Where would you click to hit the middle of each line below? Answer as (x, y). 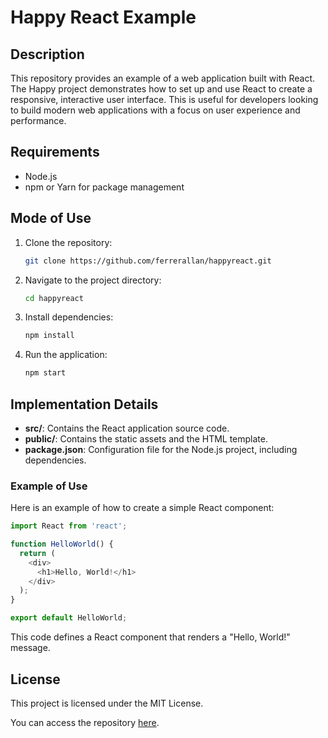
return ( (37, 553)
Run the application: (66, 355)
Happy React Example (103, 17)
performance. (38, 120)
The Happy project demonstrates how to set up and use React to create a (161, 89)
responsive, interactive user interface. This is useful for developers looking (164, 99)
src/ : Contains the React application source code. (127, 428)
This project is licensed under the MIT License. (107, 703)
